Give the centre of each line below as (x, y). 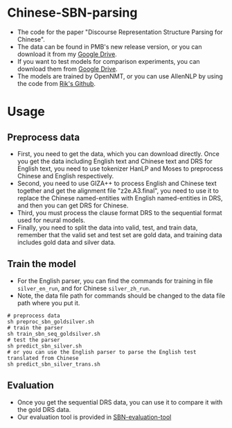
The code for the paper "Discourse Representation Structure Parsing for (120, 32)
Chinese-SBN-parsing (72, 13)
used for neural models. (51, 220)
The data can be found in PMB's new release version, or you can (109, 46)
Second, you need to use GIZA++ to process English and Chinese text (117, 183)
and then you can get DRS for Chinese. (73, 205)
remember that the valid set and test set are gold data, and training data (120, 234)
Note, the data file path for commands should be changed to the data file (121, 296)
